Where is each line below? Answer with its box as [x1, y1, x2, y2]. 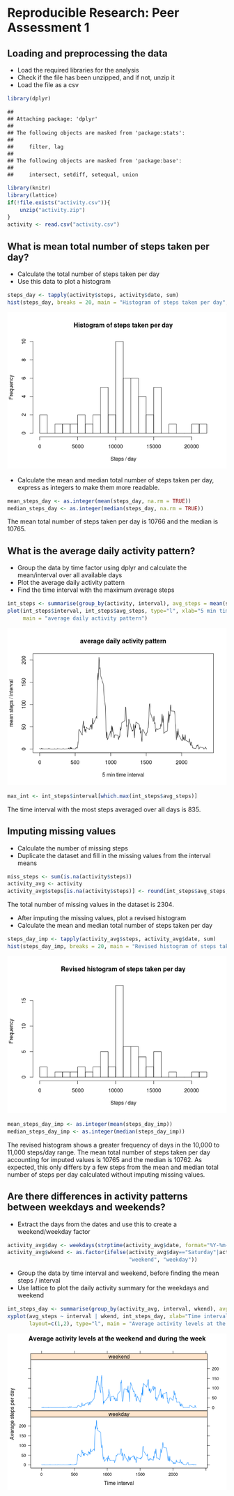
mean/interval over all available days [17, 571, 123, 579]
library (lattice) [7, 192, 58, 199]
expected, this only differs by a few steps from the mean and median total [7, 1163, 219, 1171]
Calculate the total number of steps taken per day [17, 270, 160, 278]
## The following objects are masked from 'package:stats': [7, 129, 186, 137]
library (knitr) [7, 184, 52, 191]
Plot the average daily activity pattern [17, 579, 125, 587]
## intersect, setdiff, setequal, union [7, 171, 139, 178]
